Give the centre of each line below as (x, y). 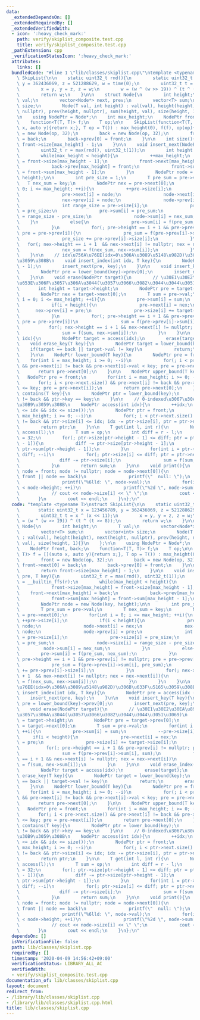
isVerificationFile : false (45, 941)
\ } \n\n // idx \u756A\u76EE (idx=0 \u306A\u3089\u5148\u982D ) (101, 255)
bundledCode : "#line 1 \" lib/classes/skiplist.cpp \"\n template (91, 73)
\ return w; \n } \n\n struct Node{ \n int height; (105, 95)
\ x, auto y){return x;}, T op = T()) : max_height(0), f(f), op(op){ (106, 128)
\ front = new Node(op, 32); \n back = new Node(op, (101, 560)
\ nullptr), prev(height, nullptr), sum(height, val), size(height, (104, 111)
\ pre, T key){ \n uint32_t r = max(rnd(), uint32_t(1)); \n (101, 576)
